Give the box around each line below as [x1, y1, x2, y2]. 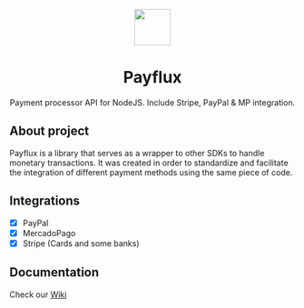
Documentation [9, 264, 100, 281]
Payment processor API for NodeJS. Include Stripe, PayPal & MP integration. [9, 96, 296, 108]
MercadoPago [22, 227, 76, 238]
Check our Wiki [9, 289, 67, 300]
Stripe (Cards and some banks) [22, 237, 140, 249]
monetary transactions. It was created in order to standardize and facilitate [9, 157, 289, 168]
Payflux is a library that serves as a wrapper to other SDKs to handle [9, 147, 265, 158]
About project [9, 124, 89, 139]
